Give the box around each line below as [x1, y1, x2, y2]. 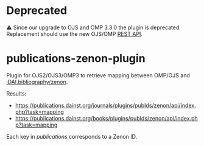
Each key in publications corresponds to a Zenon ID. [6, 133, 138, 140]
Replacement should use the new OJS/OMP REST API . [6, 30, 143, 37]
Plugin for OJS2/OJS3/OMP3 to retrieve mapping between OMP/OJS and [6, 71, 190, 79]
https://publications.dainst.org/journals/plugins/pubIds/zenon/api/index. [15, 102, 196, 109]
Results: [6, 89, 27, 97]
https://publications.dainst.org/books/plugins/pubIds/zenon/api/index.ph [15, 114, 198, 122]
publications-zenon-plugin [6, 52, 146, 66]
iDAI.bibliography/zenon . [6, 78, 68, 85]
